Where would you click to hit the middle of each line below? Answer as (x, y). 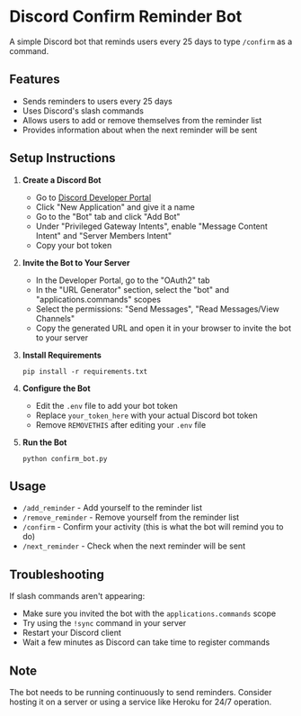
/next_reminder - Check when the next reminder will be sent (133, 546)
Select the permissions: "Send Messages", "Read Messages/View (158, 309)
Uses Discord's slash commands (83, 111)
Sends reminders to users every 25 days (97, 101)
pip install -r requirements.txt (85, 371)
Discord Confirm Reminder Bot (126, 17)
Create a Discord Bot (62, 180)
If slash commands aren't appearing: (77, 596)
